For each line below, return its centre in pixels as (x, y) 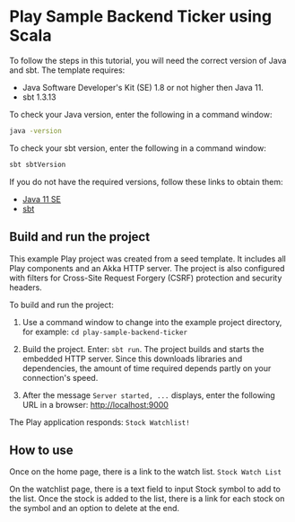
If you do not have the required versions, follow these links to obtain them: (146, 181)
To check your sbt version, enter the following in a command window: (138, 148)
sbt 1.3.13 (39, 97)
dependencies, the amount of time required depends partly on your (147, 368)
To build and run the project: (61, 305)
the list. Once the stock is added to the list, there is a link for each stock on (147, 499)
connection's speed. (60, 377)
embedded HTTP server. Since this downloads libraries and (132, 358)
